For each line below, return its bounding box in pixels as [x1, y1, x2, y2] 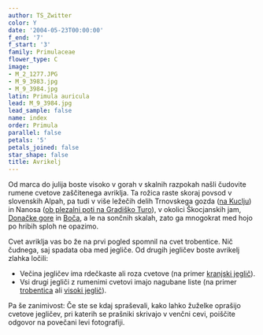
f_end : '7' [8, 33, 44, 42]
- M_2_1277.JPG [8, 70, 58, 78]
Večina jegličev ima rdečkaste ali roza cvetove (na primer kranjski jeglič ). [19, 269, 256, 278]
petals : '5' [8, 136, 47, 144]
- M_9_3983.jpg [8, 77, 58, 85]
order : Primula [8, 121, 58, 129]
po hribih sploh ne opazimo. [8, 221, 99, 231]
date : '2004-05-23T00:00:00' [8, 26, 104, 34]
